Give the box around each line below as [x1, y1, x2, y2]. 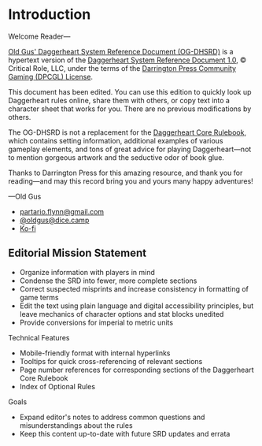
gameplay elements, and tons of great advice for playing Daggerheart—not [8, 144, 252, 154]
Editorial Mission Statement [8, 247, 147, 260]
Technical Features [8, 333, 70, 342]
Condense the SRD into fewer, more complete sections [19, 276, 197, 285]
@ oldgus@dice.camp [19, 215, 90, 225]
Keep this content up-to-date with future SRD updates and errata [19, 429, 231, 438]
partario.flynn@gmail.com [19, 206, 105, 216]
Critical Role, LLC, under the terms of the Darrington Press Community [8, 63, 237, 72]
